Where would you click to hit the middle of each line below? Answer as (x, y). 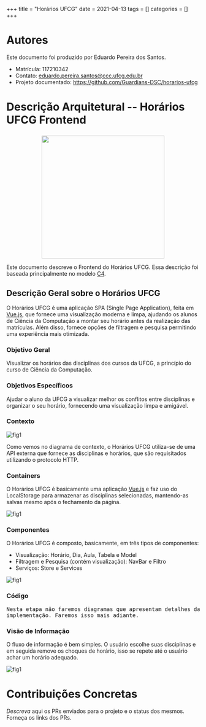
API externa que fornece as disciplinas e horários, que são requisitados (97, 453)
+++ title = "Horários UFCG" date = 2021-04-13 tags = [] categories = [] (97, 9)
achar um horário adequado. (42, 658)
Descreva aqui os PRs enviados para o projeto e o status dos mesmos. (96, 711)
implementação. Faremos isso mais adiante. (73, 615)
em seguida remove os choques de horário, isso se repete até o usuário (97, 651)
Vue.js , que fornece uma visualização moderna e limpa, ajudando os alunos (102, 314)
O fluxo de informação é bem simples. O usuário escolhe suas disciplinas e (101, 645)
